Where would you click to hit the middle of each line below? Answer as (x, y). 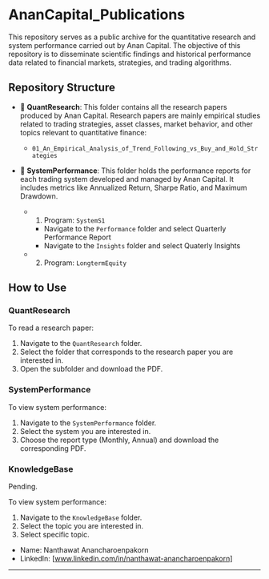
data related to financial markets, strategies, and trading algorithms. (120, 62)
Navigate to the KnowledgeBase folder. (81, 517)
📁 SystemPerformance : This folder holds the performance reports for (135, 171)
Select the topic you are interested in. (82, 526)
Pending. (23, 487)
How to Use (38, 288)
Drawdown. (39, 196)
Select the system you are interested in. (85, 431)
